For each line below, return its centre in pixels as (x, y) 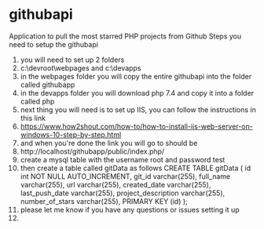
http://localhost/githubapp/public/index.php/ (92, 151)
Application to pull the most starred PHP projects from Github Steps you (125, 36)
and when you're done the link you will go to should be (109, 143)
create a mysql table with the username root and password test (123, 159)
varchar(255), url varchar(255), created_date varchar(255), (115, 184)
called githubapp (48, 85)
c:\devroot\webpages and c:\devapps (81, 67)
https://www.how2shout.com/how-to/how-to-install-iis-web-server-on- (137, 126)
